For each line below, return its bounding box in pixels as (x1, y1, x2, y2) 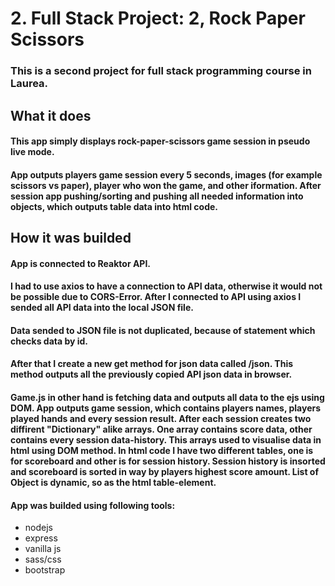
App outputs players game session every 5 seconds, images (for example (10, 168, 323, 181)
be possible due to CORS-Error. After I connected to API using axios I (10, 291, 302, 303)
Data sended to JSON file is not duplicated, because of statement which (10, 324, 316, 336)
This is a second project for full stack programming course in (10, 64, 312, 78)
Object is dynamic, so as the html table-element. (10, 477, 217, 489)
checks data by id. (10, 335, 89, 347)
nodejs (24, 522, 53, 534)
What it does (10, 107, 92, 124)
